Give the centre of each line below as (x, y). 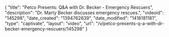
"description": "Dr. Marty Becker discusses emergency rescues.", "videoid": (84, 13)
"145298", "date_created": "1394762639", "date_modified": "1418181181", (81, 18)
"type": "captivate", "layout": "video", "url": (50, 23)
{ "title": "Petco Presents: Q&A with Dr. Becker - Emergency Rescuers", (79, 7)
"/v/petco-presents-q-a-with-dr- (130, 23)
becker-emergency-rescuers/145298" (45, 29)
